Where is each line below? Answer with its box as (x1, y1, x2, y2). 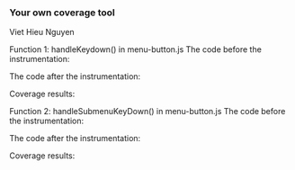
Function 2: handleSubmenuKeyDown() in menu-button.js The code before (9, 106, 286, 117)
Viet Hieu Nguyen (9, 27, 75, 38)
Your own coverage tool (9, 6, 115, 19)
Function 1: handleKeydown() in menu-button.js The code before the (9, 44, 263, 55)
